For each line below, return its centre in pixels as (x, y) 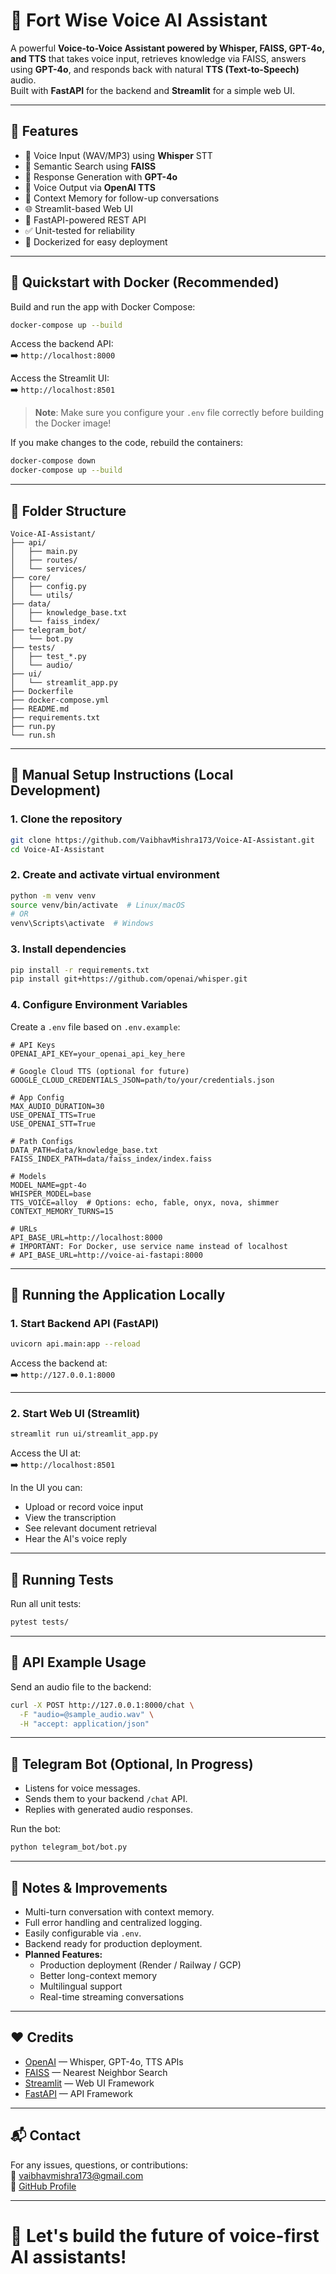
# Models (28, 1176)
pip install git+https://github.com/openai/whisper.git (129, 979)
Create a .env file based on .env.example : (95, 1026)
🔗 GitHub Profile (43, 2186)
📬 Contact (45, 2135)
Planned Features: (63, 1954)
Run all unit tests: (46, 1604)
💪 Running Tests (62, 1579)
